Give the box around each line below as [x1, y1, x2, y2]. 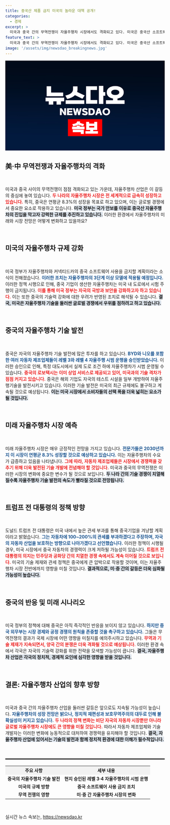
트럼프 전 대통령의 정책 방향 [5, 503, 85, 512]
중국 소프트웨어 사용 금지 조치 [77, 783, 136, 789]
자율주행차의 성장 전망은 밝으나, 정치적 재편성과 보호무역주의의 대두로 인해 [12, 711, 156, 717]
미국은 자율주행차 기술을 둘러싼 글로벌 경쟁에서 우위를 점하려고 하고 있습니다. [12, 300, 161, 306]
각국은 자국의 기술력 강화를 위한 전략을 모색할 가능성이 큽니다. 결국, [14, 648, 147, 654]
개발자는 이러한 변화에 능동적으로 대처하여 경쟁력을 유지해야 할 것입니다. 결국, [5, 729, 158, 736]
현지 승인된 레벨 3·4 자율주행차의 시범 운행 [64, 775, 148, 782]
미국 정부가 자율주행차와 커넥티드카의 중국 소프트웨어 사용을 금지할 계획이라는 [5, 268, 158, 274]
